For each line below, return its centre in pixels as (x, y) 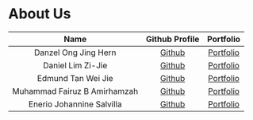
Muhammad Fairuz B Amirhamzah (75, 91)
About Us (40, 14)
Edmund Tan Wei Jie (75, 78)
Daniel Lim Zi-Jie (75, 65)
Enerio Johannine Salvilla (75, 104)
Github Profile (172, 39)
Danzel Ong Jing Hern (75, 52)
